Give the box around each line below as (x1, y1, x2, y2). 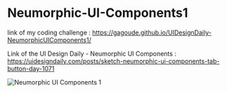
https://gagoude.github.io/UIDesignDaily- (92, 28, 212, 37)
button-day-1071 (7, 64, 55, 73)
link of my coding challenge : (7, 28, 91, 37)
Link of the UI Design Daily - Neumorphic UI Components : (7, 49, 177, 58)
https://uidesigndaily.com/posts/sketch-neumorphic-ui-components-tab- (7, 56, 220, 65)
